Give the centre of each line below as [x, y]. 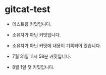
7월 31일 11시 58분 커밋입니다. [42, 56]
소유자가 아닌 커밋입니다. [36, 34]
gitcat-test [28, 9]
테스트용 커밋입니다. [32, 24]
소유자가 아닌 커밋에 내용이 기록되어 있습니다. [57, 45]
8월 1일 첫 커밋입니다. [33, 67]
